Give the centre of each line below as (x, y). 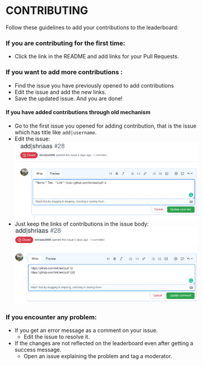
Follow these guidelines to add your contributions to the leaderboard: (92, 27)
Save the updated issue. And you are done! (68, 98)
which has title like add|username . (55, 132)
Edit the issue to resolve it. (57, 337)
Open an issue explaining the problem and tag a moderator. (98, 356)
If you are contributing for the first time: (66, 43)
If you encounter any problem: (51, 317)
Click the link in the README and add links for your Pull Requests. (97, 57)
